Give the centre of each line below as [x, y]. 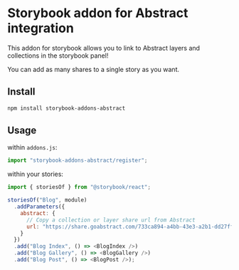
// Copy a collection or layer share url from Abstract [111, 220]
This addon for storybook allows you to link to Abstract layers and [104, 48]
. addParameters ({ [39, 207]
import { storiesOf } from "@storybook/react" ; [79, 187]
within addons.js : [32, 147]
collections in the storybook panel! [58, 56]
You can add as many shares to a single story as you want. [94, 69]
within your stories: [36, 174]
